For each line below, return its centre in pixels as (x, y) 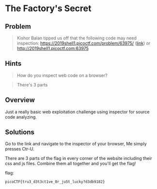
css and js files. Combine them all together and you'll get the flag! (71, 164)
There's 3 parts (32, 85)
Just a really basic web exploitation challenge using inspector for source (77, 112)
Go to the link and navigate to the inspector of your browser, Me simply (76, 144)
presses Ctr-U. (20, 149)
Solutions (20, 132)
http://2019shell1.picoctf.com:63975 (53, 48)
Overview (20, 100)
